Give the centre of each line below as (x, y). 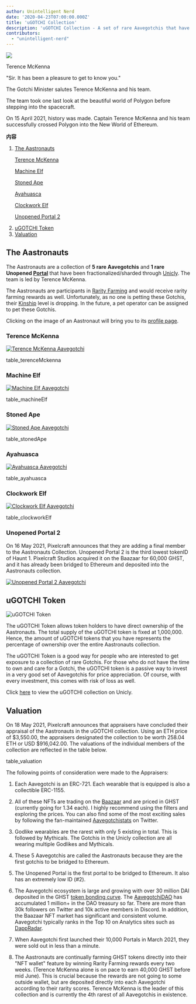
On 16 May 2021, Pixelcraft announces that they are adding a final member (96, 545)
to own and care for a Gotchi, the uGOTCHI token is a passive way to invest (97, 668)
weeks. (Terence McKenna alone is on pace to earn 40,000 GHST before (102, 970)
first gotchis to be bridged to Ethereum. (62, 862)
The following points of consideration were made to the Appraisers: (87, 773)
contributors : (23, 33)
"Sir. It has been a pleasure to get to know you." (63, 78)
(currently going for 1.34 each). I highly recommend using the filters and (101, 808)
